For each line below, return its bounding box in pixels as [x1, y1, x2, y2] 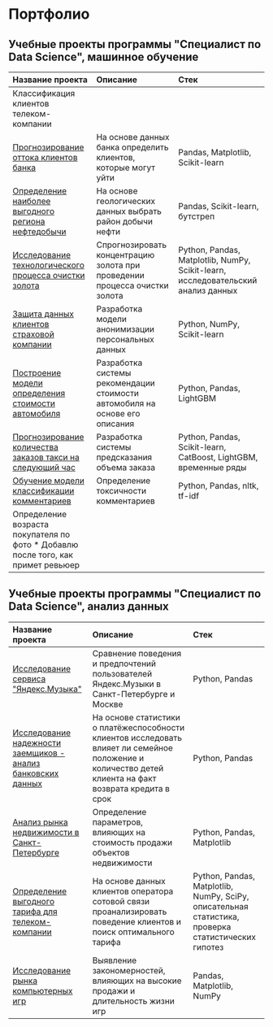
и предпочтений [92, 658, 157, 669]
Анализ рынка [12, 816, 68, 828]
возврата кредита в [92, 782, 171, 794]
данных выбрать [96, 206, 162, 216]
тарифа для [12, 906, 58, 917]
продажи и [92, 985, 136, 996]
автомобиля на [96, 398, 156, 409]
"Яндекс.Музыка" [12, 683, 82, 694]
